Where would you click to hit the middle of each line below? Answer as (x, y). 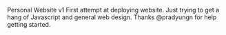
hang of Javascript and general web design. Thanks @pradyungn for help (112, 17)
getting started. (29, 24)
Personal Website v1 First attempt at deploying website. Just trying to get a (113, 10)
